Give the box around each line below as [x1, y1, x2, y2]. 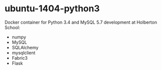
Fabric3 [11, 55, 28, 61]
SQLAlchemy [11, 44, 39, 50]
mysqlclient [11, 50, 36, 56]
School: [4, 24, 20, 30]
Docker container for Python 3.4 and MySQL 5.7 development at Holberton [4, 19, 157, 25]
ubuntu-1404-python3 [4, 3, 100, 14]
